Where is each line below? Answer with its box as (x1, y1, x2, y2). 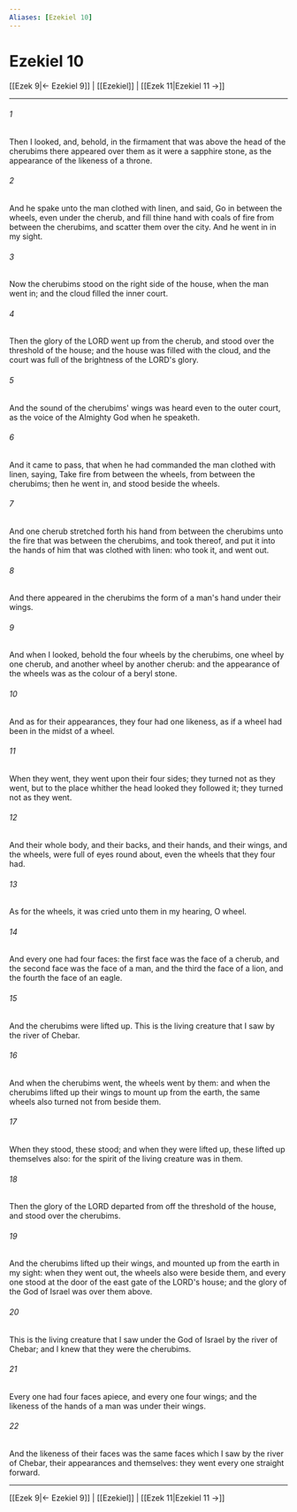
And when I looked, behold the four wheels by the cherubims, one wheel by (9, 650, 285, 660)
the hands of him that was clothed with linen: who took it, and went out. (9, 544, 270, 555)
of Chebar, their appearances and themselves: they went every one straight (9, 1458, 285, 1469)
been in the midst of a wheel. (9, 725, 115, 736)
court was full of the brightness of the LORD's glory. (9, 355, 199, 366)
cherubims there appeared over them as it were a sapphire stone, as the (9, 145, 272, 156)
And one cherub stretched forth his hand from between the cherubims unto (9, 526, 284, 536)
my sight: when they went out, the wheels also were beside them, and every (9, 1268, 286, 1278)
